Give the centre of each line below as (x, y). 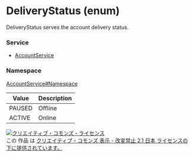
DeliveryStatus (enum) (63, 11)
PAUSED (21, 108)
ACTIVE (20, 117)
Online (47, 117)
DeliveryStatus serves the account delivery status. (67, 27)
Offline (48, 108)
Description (55, 98)
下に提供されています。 (35, 148)
